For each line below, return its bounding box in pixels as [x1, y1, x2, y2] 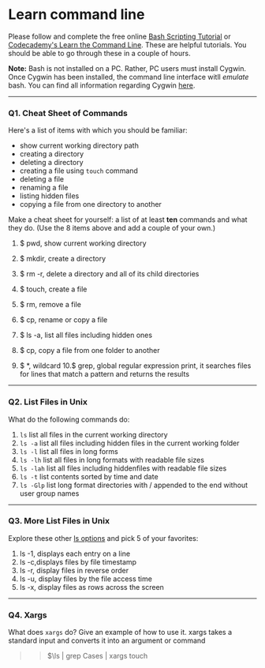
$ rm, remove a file [19, 300, 81, 310]
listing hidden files [19, 191, 80, 201]
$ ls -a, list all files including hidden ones [19, 330, 152, 340]
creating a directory [19, 149, 84, 159]
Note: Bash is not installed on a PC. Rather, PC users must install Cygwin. [8, 63, 247, 73]
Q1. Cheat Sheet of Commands [8, 107, 128, 118]
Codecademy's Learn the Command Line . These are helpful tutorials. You [8, 39, 247, 49]
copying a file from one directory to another [19, 200, 162, 209]
